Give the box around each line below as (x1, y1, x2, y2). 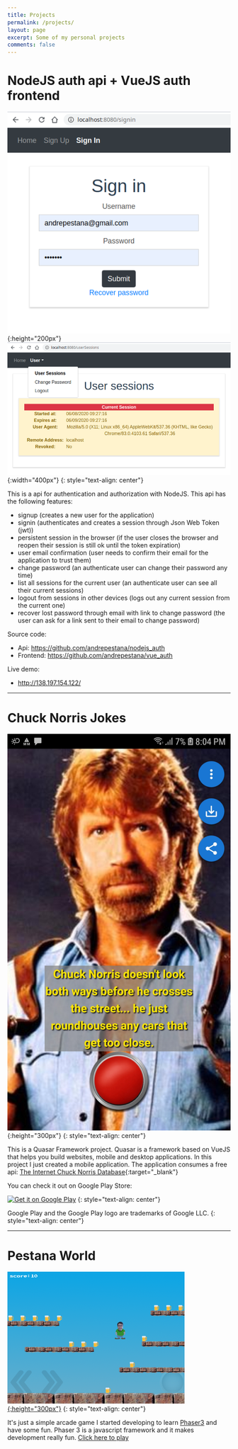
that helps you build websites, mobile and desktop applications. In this (7, 1152, 212, 1161)
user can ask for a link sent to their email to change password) (17, 616, 200, 625)
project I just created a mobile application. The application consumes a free (7, 1160, 228, 1169)
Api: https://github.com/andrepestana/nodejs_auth (17, 643, 165, 652)
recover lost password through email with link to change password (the (17, 608, 225, 617)
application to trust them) (17, 556, 92, 564)
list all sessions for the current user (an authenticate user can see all (17, 578, 217, 587)
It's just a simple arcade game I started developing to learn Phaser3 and (7, 1418, 217, 1426)
